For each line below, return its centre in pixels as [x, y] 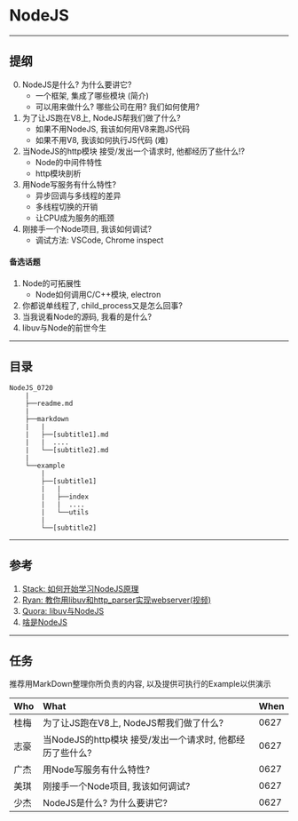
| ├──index [65, 497]
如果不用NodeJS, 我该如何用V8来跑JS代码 [113, 129]
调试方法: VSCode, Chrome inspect [99, 240]
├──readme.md [49, 403]
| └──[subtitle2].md [67, 450]
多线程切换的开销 [67, 206]
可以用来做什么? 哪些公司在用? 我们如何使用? [117, 107]
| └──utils [65, 512]
